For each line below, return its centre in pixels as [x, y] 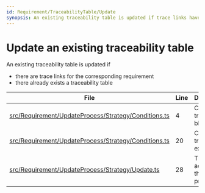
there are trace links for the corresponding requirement [85, 76]
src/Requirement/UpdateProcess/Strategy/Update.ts [85, 170]
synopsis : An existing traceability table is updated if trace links [97, 18]
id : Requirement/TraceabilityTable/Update [61, 12]
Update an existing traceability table [100, 48]
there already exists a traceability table [64, 83]
